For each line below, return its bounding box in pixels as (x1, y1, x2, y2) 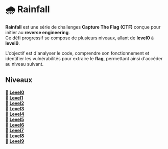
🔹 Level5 (5, 116, 25, 122)
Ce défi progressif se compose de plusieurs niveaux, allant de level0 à (5, 35, 154, 41)
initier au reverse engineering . (5, 29, 70, 35)
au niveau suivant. (5, 61, 44, 67)
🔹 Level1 (5, 94, 23, 101)
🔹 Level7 (5, 127, 24, 133)
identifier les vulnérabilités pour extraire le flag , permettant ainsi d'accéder (5, 55, 163, 61)
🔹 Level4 (5, 111, 25, 117)
